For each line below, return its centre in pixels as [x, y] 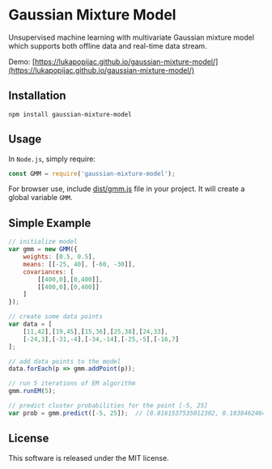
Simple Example [50, 223]
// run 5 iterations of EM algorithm [72, 384]
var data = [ [30, 324]
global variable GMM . [40, 198]
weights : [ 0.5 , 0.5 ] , [59, 257]
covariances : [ [49, 272]
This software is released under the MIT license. [89, 458]
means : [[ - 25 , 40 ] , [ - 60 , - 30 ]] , [79, 264]
